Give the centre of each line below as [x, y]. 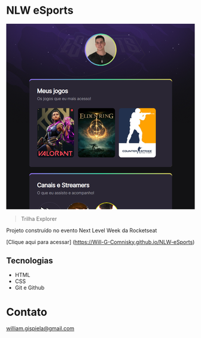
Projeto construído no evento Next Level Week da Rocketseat [82, 230]
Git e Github [30, 288]
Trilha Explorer [39, 218]
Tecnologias [30, 261]
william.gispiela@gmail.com [40, 328]
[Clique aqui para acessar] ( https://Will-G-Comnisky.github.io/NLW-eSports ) [100, 242]
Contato [27, 312]
